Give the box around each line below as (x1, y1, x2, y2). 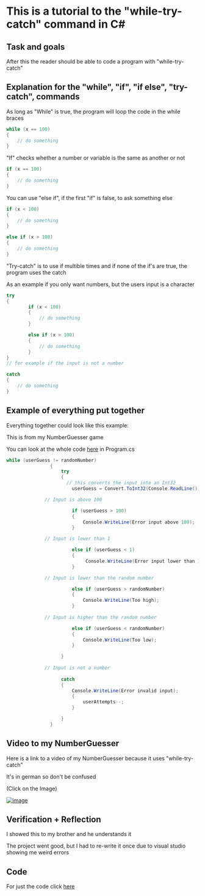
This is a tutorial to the (6, 4, 122, 18)
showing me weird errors (6, 849, 69, 856)
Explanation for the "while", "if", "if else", (6, 82, 167, 92)
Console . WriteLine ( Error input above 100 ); (82, 519, 195, 525)
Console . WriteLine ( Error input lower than (85, 558, 195, 564)
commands (36, 92, 81, 102)
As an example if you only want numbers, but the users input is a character (6, 280, 195, 288)
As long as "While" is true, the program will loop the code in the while (6, 108, 181, 115)
